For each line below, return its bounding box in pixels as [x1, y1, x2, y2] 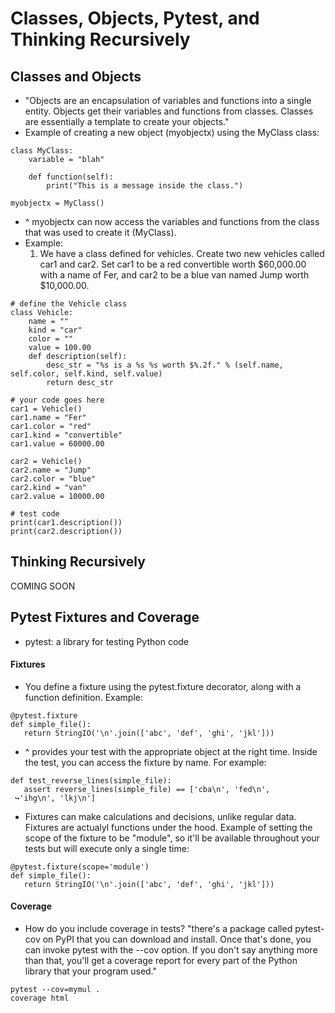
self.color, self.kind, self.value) [10, 369, 163, 379]
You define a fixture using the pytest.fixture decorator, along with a [24, 680, 302, 692]
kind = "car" [28, 325, 83, 335]
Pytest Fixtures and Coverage [10, 609, 200, 626]
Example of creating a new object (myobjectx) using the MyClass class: [24, 127, 320, 138]
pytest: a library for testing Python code [24, 635, 190, 647]
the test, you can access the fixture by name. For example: [24, 756, 267, 768]
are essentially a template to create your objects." [24, 116, 230, 127]
